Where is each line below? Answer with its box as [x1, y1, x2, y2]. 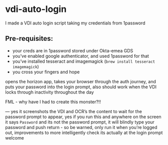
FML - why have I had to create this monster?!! [5, 99, 101, 105]
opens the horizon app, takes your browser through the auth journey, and [5, 78, 156, 84]
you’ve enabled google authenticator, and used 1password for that [12, 53, 149, 59]
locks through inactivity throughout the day [5, 89, 94, 95]
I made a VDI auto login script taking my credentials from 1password [5, 20, 145, 26]
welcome [5, 135, 24, 141]
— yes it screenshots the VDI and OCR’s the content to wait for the [5, 108, 142, 114]
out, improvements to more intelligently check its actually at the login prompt [5, 130, 163, 136]
